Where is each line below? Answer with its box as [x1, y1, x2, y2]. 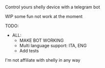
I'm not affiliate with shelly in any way [5, 57, 81, 63]
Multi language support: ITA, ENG [19, 43, 87, 48]
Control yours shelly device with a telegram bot [5, 4, 100, 10]
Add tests [19, 48, 39, 53]
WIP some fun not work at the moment [5, 14, 83, 19]
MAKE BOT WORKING [19, 37, 64, 43]
